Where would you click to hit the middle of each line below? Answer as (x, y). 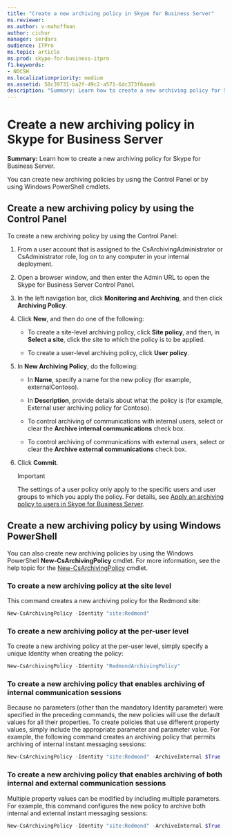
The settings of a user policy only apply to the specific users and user (116, 489)
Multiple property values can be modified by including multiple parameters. (114, 798)
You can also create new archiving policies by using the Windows (100, 553)
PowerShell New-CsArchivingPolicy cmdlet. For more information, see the (114, 560)
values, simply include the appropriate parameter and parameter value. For (114, 730)
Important (31, 476)
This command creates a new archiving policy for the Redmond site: (104, 600)
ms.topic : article (33, 53)
